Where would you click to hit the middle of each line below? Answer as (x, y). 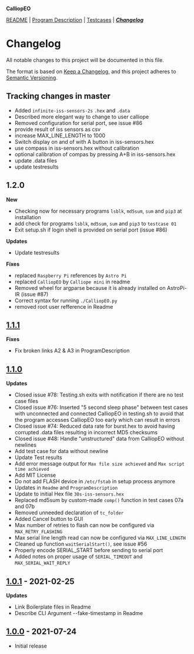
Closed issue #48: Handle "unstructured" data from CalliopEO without (99, 439)
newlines (26, 445)
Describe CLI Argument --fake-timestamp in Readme (78, 613)
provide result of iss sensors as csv (58, 129)
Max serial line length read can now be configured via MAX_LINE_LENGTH (100, 538)
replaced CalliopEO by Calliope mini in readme (72, 282)
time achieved (32, 470)
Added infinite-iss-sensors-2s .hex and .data (72, 110)
